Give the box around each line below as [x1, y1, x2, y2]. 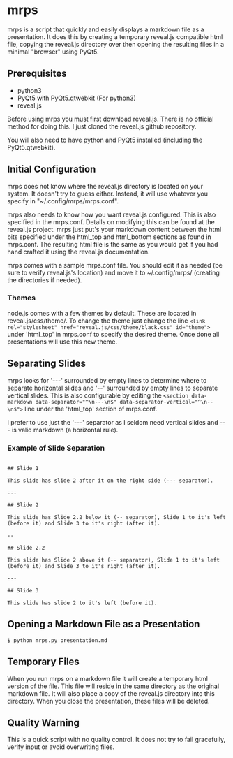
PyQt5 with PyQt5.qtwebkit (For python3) [17, 94, 136, 102]
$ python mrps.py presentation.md [7, 636, 108, 644]
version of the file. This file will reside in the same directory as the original [7, 682, 220, 690]
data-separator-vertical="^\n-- [119, 398, 214, 405]
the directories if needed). [7, 275, 82, 284]
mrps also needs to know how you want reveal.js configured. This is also [7, 210, 216, 219]
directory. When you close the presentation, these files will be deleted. [7, 697, 211, 705]
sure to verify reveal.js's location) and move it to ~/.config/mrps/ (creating [7, 268, 220, 277]
